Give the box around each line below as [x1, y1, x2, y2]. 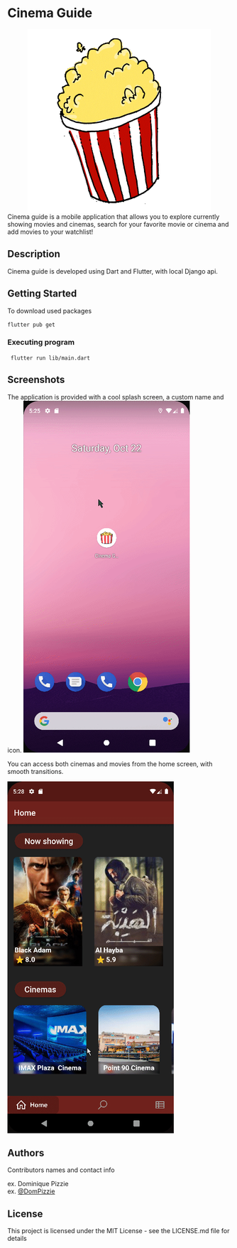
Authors [7, 1147, 45, 1159]
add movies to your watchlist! [7, 227, 94, 236]
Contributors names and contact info [7, 1166, 115, 1174]
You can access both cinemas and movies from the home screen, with [7, 759, 213, 768]
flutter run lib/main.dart [10, 354, 91, 362]
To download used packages [7, 306, 92, 315]
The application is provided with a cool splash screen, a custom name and [7, 392, 224, 401]
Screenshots [7, 374, 65, 386]
